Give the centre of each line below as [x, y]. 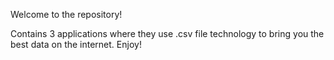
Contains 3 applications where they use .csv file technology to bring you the [167, 33]
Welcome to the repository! [66, 14]
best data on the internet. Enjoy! [76, 44]
